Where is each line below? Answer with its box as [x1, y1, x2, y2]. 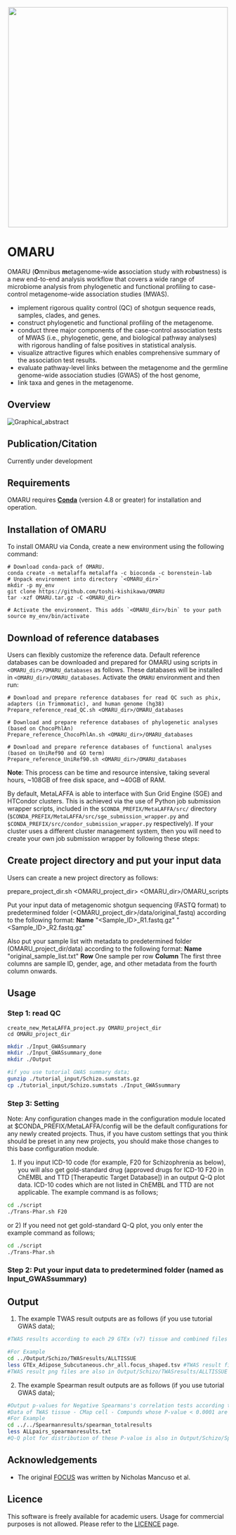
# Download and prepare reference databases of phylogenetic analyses [7, 719, 218, 726]
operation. [7, 503, 37, 512]
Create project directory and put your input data [7, 855, 221, 867]
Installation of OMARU [7, 524, 107, 536]
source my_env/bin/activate [7, 613, 90, 620]
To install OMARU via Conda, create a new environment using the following [7, 543, 225, 551]
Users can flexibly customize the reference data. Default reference [7, 651, 200, 659]
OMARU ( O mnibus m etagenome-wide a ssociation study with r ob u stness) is [7, 267, 227, 276]
